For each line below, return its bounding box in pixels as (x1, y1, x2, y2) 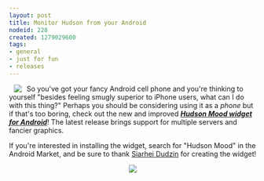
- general (9, 48, 42, 56)
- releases (9, 63, 45, 71)
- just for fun (9, 56, 59, 63)
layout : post (9, 11, 52, 20)
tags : (9, 41, 27, 49)
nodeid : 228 (9, 26, 48, 34)
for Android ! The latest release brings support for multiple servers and (9, 117, 238, 126)
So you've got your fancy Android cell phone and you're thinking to (27, 84, 244, 93)
